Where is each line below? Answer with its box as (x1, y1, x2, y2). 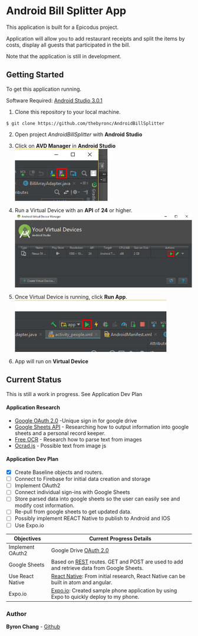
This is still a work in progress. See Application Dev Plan (6, 390, 143, 397)
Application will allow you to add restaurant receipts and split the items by (6, 35, 185, 42)
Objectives (14, 535, 41, 542)
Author (6, 609, 27, 618)
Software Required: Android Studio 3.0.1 (6, 97, 103, 104)
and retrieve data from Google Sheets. (51, 564, 144, 571)
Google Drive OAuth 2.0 (51, 546, 109, 553)
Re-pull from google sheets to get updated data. (14, 508, 132, 515)
